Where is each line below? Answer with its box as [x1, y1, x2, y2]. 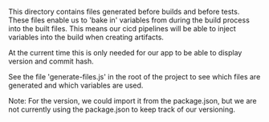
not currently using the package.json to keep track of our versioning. [8, 104, 235, 114]
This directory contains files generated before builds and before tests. [8, 7, 240, 16]
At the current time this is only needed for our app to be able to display [8, 48, 243, 57]
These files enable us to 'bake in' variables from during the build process [8, 15, 251, 25]
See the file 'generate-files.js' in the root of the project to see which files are [8, 72, 261, 81]
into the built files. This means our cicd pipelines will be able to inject [8, 24, 237, 33]
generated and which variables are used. [8, 80, 144, 90]
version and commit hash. [8, 56, 94, 66]
